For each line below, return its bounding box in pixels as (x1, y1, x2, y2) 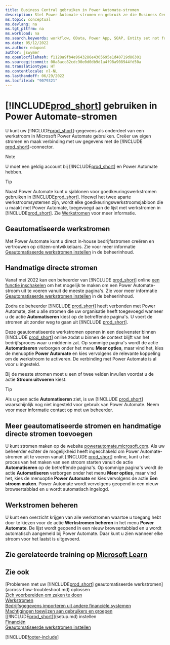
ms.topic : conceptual (5, 17, 51, 22)
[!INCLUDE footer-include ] (5, 634, 59, 640)
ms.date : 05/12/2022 (5, 41, 49, 46)
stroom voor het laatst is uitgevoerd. (5, 535, 81, 542)
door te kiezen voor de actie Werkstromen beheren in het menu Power (5, 519, 154, 525)
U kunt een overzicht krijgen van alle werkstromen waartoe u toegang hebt (5, 514, 161, 520)
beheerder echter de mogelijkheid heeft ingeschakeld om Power (5, 448, 139, 454)
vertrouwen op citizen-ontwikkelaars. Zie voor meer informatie (5, 243, 136, 249)
